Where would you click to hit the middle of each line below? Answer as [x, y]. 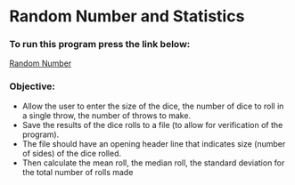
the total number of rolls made [78, 172]
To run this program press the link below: [100, 44]
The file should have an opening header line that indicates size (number [154, 143]
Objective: [32, 86]
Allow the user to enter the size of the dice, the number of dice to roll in [153, 106]
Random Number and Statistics [127, 16]
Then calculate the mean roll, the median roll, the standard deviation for [153, 163]
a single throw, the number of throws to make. [107, 115]
